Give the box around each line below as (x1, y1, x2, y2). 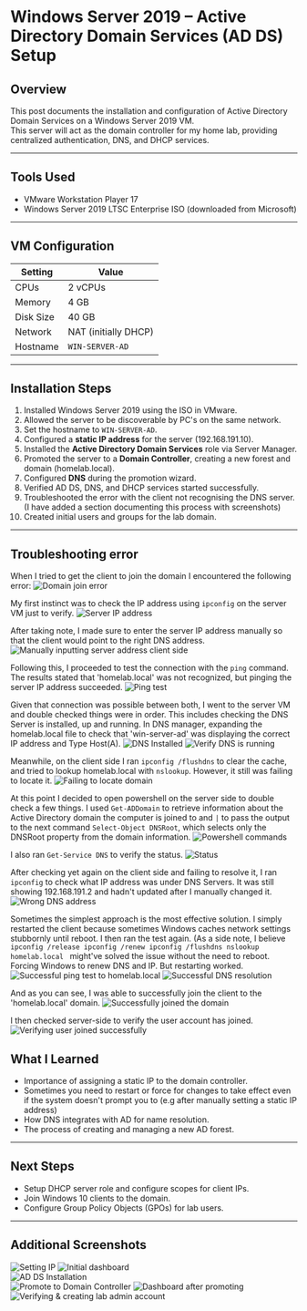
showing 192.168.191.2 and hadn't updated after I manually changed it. (10, 886, 272, 897)
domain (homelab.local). (23, 463, 115, 474)
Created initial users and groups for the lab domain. (23, 511, 217, 522)
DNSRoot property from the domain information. (10, 831, 191, 842)
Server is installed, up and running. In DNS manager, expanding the (10, 718, 263, 730)
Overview (10, 81, 67, 97)
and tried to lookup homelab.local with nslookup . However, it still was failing (10, 766, 293, 777)
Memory (15, 295, 51, 308)
